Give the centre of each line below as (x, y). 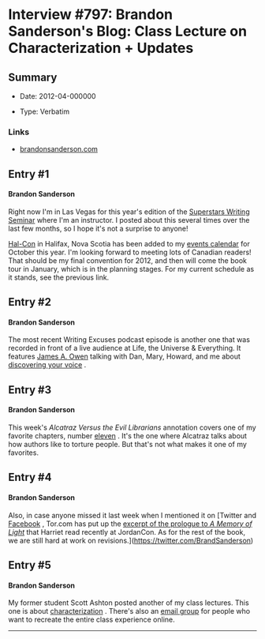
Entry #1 (29, 174)
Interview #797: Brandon (91, 15)
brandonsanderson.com (59, 149)
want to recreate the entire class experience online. (91, 620)
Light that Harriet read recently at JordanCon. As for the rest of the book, (127, 532)
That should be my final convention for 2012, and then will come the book (127, 260)
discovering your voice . (47, 365)
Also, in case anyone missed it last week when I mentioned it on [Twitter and (132, 515)
